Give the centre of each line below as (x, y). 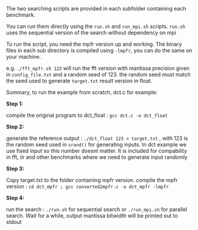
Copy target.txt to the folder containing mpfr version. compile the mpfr (92, 180)
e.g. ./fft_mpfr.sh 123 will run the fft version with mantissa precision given (98, 68)
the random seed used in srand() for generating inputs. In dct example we (96, 144)
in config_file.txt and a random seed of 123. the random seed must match (98, 74)
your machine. (24, 57)
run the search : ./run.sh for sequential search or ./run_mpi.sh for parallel (97, 209)
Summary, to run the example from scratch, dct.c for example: (82, 92)
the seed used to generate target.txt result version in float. (79, 81)
